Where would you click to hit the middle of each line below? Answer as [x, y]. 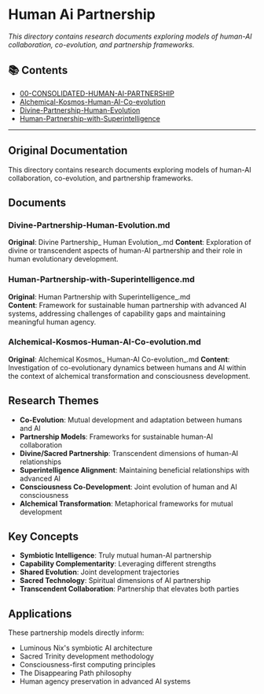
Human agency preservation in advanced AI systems [105, 681]
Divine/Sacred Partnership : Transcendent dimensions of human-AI [129, 453]
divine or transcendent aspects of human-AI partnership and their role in [125, 251]
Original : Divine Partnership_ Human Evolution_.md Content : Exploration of [130, 243]
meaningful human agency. [52, 321]
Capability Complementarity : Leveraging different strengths [118, 564]
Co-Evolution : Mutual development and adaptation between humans [131, 420]
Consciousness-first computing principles [87, 665]
